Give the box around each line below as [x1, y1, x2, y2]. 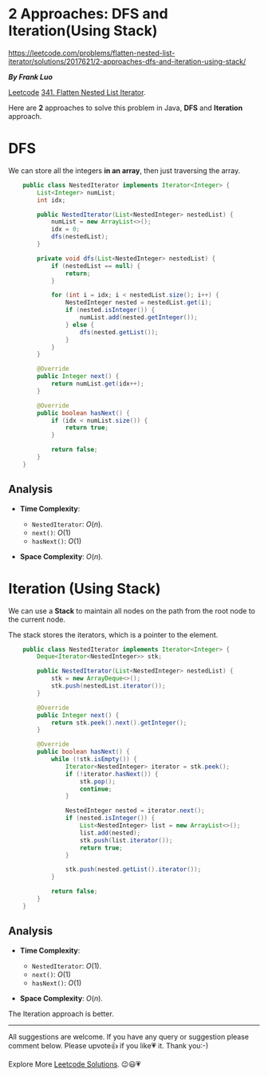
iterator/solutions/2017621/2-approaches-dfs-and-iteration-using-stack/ [8, 57, 246, 66]
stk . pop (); [79, 777, 116, 786]
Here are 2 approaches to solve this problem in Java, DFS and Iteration [8, 103, 243, 112]
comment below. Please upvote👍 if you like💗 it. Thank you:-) [8, 1040, 209, 1050]
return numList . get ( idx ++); [50, 380, 145, 388]
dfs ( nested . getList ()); [79, 328, 159, 336]
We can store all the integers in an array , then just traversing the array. [8, 165, 241, 176]
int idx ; [37, 196, 66, 204]
